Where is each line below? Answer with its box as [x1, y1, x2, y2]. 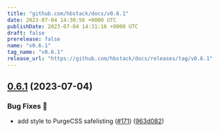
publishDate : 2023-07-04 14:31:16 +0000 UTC [7, 23, 138, 30]
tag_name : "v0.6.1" [7, 49, 64, 56]
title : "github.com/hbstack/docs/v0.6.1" [7, 10, 129, 17]
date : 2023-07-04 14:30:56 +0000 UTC [7, 17, 117, 23]
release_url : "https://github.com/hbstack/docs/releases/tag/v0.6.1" [7, 55, 213, 62]
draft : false [7, 29, 45, 37]
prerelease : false [7, 36, 60, 43]
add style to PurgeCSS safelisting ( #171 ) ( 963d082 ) [17, 117, 165, 125]
